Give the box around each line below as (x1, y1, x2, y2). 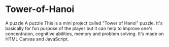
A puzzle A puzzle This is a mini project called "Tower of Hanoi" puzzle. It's (5, 20, 163, 26)
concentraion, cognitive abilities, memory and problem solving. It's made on (5, 30, 164, 36)
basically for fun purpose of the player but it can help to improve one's (5, 25, 153, 31)
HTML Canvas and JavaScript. (5, 36, 69, 42)
